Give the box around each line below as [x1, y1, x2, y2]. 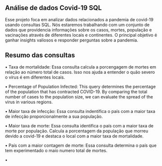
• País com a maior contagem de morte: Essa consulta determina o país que [5, 142, 157, 148]
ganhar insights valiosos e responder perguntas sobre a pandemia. [5, 37, 139, 43]
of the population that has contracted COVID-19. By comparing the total [5, 89, 147, 95]
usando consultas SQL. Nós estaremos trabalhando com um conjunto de [5, 22, 150, 28]
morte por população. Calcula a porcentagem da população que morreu [5, 128, 148, 134]
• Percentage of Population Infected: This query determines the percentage [5, 83, 156, 89]
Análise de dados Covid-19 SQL [5, 4, 102, 12]
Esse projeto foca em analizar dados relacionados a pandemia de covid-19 [5, 16, 154, 22]
